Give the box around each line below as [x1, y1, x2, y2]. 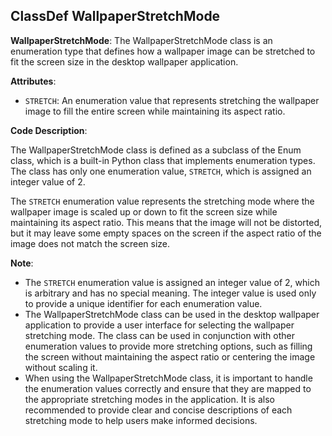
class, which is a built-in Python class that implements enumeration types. [10, 154, 316, 166]
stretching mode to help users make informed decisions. [24, 414, 258, 426]
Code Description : [10, 124, 88, 136]
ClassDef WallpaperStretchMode [10, 8, 221, 25]
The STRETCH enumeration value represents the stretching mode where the [10, 195, 315, 207]
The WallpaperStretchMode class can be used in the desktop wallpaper [24, 308, 320, 320]
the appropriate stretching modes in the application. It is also [24, 393, 275, 405]
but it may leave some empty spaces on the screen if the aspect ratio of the [10, 227, 322, 239]
